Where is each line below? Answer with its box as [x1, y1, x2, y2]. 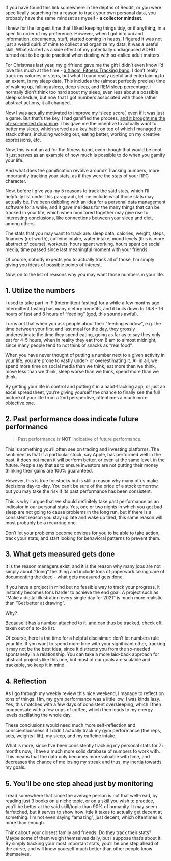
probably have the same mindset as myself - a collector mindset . [5, 15, 143, 21]
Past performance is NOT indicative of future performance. [17, 436, 142, 442]
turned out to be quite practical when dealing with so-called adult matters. [5, 52, 161, 58]
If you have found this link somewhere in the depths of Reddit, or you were [5, 5, 162, 10]
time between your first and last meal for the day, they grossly [5, 326, 135, 332]
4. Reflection [5, 677, 47, 685]
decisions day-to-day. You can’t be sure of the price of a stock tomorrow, [5, 483, 159, 489]
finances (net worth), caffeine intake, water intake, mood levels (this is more [5, 236, 164, 241]
